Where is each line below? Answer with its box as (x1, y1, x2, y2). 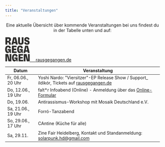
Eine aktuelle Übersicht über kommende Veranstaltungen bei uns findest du (6, 22, 159, 28)
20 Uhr (7, 80, 22, 86)
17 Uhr (7, 123, 22, 129)
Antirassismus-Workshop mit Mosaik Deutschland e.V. (38, 99, 149, 105)
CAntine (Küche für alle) (38, 120, 87, 126)
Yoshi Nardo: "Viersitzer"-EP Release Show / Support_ (38, 75, 148, 81)
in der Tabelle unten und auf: (53, 27, 112, 33)
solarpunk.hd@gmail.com (38, 135, 90, 141)
